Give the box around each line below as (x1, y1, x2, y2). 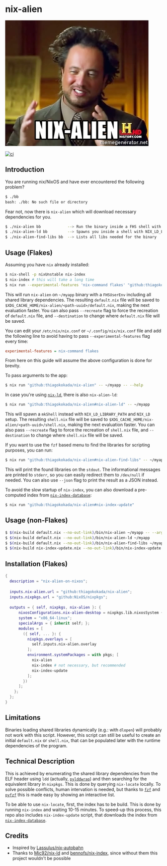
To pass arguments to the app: (5, 373, 68, 379)
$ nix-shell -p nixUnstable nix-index (5, 272, 85, 277)
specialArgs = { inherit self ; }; (18, 621, 90, 626)
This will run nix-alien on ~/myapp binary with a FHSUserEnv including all (5, 291, 152, 297)
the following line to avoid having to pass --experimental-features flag (5, 333, 150, 339)
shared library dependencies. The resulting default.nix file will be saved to (5, 297, 160, 303)
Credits (5, 832, 29, 840)
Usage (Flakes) (5, 248, 53, 257)
